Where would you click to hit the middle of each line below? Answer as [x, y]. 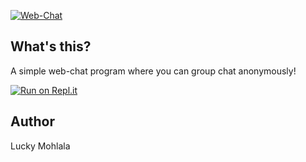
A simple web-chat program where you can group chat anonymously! [153, 71]
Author [32, 121]
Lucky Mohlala [40, 146]
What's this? [51, 46]
